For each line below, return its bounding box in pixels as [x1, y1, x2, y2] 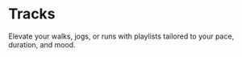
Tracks [8, 5, 56, 23]
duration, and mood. [8, 39, 76, 49]
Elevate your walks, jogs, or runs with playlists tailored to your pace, [8, 31, 235, 41]
